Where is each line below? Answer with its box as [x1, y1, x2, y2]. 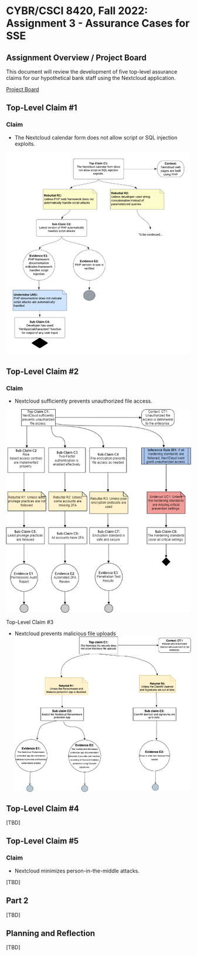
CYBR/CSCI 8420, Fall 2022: [6, 4, 148, 18]
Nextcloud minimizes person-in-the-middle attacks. [14, 867, 140, 874]
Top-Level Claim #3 [6, 618, 54, 625]
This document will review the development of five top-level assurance [6, 68, 178, 75]
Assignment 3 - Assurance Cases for [6, 16, 190, 30]
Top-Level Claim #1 [6, 103, 77, 113]
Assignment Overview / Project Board [6, 52, 147, 62]
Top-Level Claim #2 [6, 367, 79, 377]
